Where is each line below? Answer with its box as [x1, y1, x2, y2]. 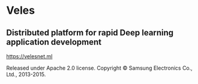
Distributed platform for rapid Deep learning [6, 28, 174, 38]
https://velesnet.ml [6, 53, 53, 60]
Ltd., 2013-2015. [6, 71, 46, 78]
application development [6, 37, 102, 47]
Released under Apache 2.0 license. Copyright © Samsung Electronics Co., [6, 64, 193, 71]
